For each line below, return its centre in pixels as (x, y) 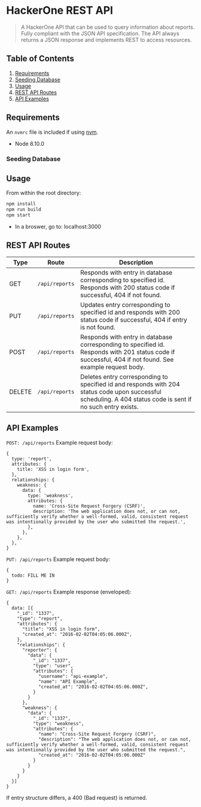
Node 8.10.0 (30, 143)
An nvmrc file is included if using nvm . (52, 132)
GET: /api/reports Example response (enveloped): (69, 592)
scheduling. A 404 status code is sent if (136, 399)
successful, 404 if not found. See (127, 359)
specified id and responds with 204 (130, 384)
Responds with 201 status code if (128, 352)
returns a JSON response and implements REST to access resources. (106, 40)
